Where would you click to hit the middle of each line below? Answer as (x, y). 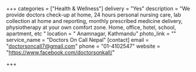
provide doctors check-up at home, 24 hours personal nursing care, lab (94, 15)
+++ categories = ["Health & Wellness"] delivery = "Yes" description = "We (98, 9)
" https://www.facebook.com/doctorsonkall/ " (61, 52)
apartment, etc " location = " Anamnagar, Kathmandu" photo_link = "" (91, 34)
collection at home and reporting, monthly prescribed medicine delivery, (94, 21)
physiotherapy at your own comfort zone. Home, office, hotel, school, (91, 27)
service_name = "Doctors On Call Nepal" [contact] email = (78, 40)
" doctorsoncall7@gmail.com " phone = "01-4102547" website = (83, 46)
